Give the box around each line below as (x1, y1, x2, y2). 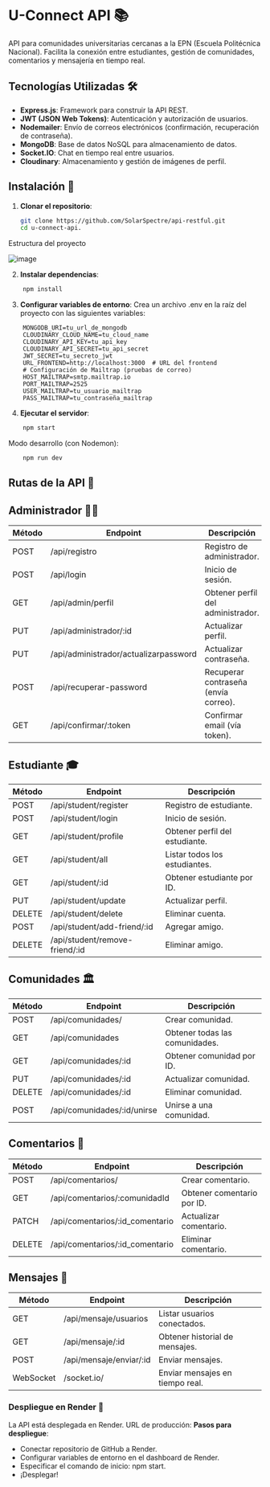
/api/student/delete (50, 907, 123, 919)
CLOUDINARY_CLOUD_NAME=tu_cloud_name (22, 331, 149, 339)
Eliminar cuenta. (165, 907, 227, 919)
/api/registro (50, 546, 97, 557)
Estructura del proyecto (8, 239, 87, 248)
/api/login (50, 569, 87, 580)
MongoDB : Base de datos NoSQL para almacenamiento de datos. (19, 139, 237, 149)
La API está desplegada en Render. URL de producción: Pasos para (8, 1419, 231, 1429)
